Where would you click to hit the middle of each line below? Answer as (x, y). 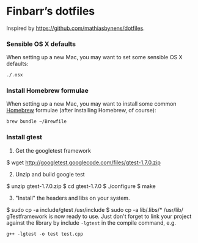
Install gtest (24, 137)
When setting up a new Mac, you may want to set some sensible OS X (94, 57)
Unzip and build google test (50, 174)
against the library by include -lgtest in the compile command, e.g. (91, 223)
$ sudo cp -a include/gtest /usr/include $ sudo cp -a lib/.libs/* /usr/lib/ (95, 209)
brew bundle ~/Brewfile (37, 121)
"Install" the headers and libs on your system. (72, 198)
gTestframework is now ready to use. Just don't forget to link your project (99, 216)
